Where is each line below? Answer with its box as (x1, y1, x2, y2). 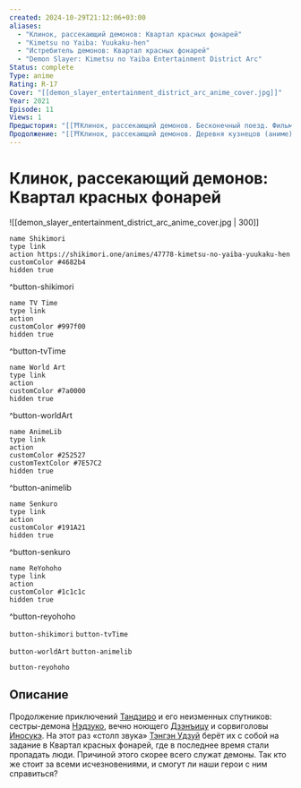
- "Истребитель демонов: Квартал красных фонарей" (17, 47, 211, 56)
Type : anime (9, 72, 54, 81)
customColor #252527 (9, 450, 87, 459)
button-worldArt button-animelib (9, 647, 133, 656)
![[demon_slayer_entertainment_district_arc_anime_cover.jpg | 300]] (9, 217, 260, 227)
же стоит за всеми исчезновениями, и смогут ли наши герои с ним (9, 758, 268, 769)
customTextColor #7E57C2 (9, 458, 102, 467)
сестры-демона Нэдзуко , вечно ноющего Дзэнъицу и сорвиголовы (9, 720, 269, 731)
